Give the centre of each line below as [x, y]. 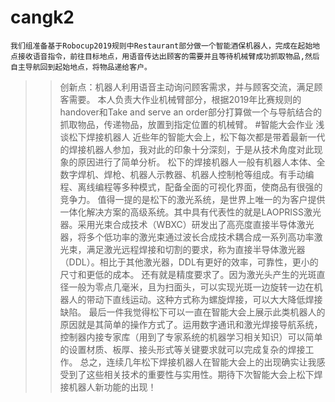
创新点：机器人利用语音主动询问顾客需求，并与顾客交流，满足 [187, 87]
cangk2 [42, 17]
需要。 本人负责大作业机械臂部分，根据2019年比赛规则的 [185, 99]
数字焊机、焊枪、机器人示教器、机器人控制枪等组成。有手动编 [187, 174]
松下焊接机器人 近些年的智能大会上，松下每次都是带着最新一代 [197, 137]
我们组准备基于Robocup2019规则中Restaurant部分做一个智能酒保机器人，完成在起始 [161, 46]
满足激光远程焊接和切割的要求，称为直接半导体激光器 [196, 249]
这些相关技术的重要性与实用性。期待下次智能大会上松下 [200, 374]
